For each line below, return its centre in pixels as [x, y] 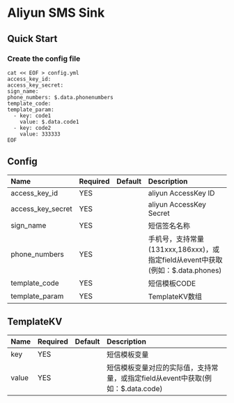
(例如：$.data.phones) [185, 270]
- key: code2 [32, 128]
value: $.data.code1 [49, 122]
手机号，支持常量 [176, 239]
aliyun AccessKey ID [181, 193]
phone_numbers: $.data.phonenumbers [60, 97]
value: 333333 [40, 134]
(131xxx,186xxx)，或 [184, 249]
